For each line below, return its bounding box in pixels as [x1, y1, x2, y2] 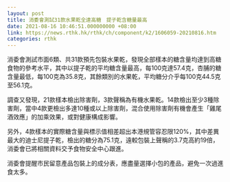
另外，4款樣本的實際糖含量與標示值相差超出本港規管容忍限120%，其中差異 [7, 128, 220, 136]
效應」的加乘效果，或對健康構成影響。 [12, 113, 122, 121]
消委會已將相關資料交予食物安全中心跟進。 [7, 145, 128, 153]
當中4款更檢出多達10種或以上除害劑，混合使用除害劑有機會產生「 [25, 104, 210, 113]
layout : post [7, 10, 45, 17]
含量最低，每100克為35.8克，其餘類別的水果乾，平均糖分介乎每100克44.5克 [7, 73, 221, 81]
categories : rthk [7, 36, 57, 43]
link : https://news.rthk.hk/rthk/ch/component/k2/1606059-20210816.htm [7, 29, 216, 36]
